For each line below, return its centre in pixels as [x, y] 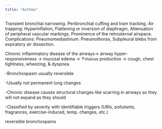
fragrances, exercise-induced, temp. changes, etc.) [57, 112]
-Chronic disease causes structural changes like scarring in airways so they [81, 92]
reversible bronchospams [31, 121]
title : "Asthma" [21, 9]
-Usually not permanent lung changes [43, 83]
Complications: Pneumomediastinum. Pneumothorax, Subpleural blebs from [81, 39]
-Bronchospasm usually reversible [39, 73]
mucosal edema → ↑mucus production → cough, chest [99, 58]
